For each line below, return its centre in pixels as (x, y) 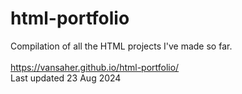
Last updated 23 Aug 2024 (66, 78)
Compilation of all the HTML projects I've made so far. (121, 46)
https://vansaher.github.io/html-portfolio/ (95, 67)
